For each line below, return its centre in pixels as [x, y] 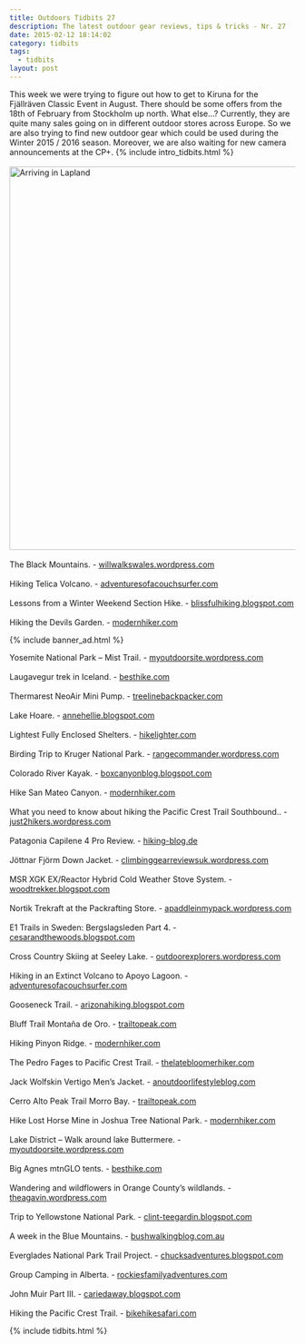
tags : [20, 52]
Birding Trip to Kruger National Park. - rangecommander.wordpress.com [144, 753]
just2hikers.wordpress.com [60, 821]
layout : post [34, 69]
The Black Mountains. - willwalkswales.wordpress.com [112, 564]
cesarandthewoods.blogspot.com [72, 937]
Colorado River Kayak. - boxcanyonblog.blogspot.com [111, 773]
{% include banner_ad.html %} [67, 640]
